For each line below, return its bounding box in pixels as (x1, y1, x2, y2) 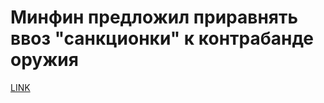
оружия (10, 49, 79, 71)
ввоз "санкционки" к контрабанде (10, 27, 315, 50)
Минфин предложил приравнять (10, 6, 298, 29)
